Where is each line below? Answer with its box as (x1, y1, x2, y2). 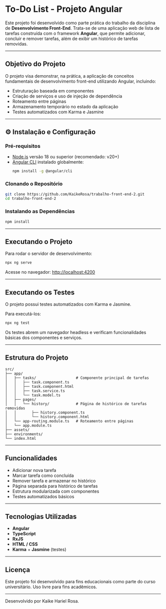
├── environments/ (5, 431, 43, 436)
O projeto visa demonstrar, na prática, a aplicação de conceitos (5, 73, 134, 79)
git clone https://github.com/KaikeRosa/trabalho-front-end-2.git (5, 191, 145, 196)
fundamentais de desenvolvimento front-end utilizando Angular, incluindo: (5, 78, 157, 84)
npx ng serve (5, 260, 32, 265)
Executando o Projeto (5, 237, 73, 246)
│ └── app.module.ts (5, 423, 52, 428)
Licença (5, 565, 31, 574)
